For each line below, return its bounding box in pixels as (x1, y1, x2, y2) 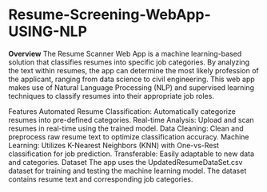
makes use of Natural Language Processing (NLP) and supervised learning (8, 82, 254, 92)
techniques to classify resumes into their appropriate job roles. (8, 91, 214, 100)
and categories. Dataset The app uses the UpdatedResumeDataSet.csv (8, 157, 243, 167)
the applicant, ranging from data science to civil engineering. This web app (8, 74, 256, 84)
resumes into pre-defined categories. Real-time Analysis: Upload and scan (8, 115, 254, 124)
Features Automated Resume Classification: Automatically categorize (8, 106, 236, 116)
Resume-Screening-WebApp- (8, 6, 211, 24)
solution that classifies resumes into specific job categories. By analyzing (8, 57, 250, 67)
